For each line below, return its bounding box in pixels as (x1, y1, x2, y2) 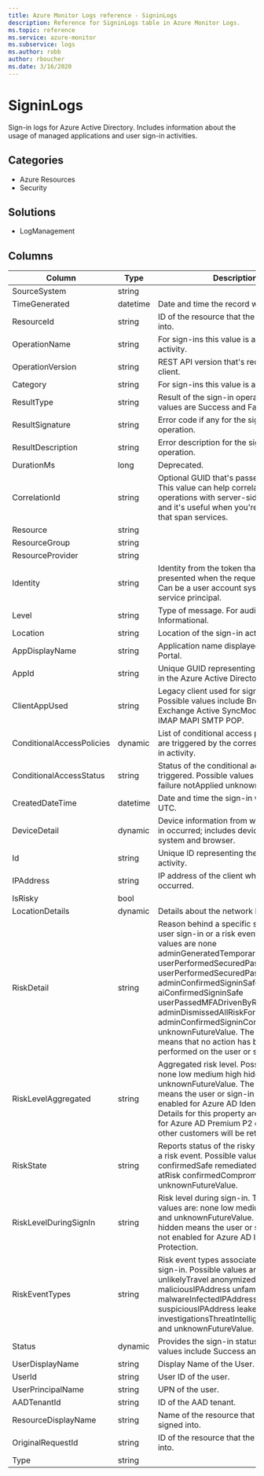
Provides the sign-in (157, 1336, 234, 1347)
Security (19, 182, 47, 193)
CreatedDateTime (12, 798, 77, 809)
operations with (157, 492, 216, 503)
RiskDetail (12, 982, 49, 993)
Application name (157, 641, 222, 652)
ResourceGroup (12, 538, 71, 549)
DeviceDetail (12, 825, 59, 836)
